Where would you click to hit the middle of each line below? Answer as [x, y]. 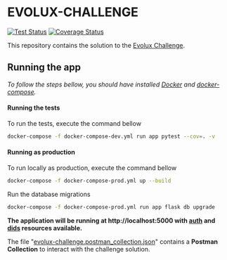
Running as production [41, 152]
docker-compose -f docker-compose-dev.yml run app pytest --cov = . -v [111, 136]
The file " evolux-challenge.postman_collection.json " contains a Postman [112, 241]
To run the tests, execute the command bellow [74, 123]
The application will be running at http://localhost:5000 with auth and [111, 220]
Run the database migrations [49, 194]
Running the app [44, 67]
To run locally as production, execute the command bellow [92, 168]
